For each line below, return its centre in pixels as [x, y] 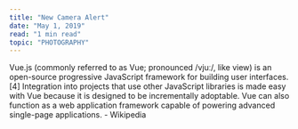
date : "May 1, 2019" [48, 26]
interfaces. [269, 77]
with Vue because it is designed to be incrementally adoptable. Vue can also [149, 96]
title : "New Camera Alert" [59, 17]
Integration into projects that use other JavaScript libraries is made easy [154, 86]
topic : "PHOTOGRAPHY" [49, 42]
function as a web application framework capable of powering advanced [142, 105]
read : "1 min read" [45, 34]
